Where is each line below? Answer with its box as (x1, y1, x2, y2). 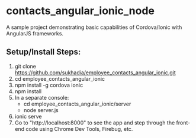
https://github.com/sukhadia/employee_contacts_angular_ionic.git (14, 69, 176, 76)
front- (176, 119, 191, 126)
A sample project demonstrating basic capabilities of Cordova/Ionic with (6, 24, 182, 31)
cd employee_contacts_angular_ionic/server (23, 100, 131, 107)
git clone (14, 63, 37, 70)
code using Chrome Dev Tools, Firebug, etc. (25, 125, 133, 132)
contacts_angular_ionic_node (6, 4, 155, 18)
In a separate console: (14, 94, 69, 101)
